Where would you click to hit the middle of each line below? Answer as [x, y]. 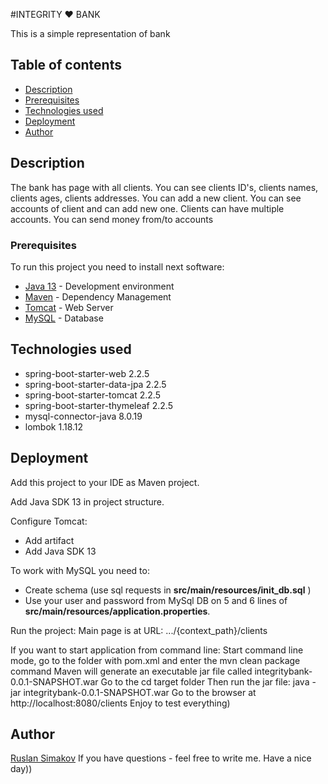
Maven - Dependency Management [98, 296]
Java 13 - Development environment [99, 286]
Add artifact [49, 540]
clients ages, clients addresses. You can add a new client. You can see [156, 198]
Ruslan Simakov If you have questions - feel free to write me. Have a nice [161, 758]
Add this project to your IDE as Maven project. [105, 482]
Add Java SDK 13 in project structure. [87, 501]
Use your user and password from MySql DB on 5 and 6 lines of [156, 600]
